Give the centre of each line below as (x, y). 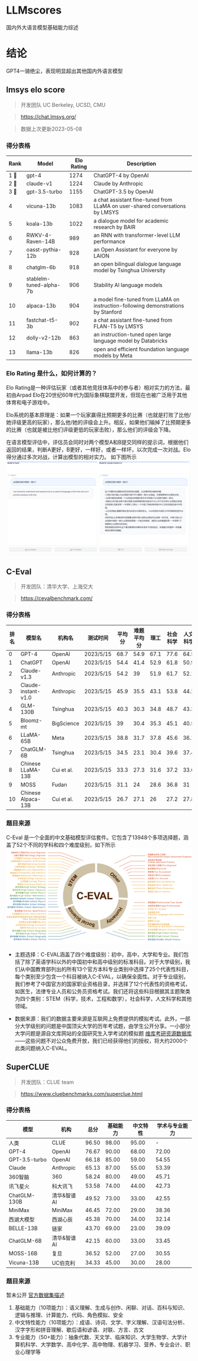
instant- (30, 691)
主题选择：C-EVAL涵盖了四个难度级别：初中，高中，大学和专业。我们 (99, 954)
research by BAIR (114, 227)
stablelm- (38, 279)
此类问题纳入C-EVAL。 (42, 1048)
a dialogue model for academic (131, 221)
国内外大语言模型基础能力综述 (42, 27)
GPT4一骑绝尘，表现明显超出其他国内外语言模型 (65, 71)
